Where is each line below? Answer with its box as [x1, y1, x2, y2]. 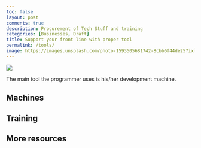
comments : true [6, 20, 44, 26]
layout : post [6, 14, 39, 20]
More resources [6, 133, 67, 144]
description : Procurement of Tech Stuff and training [6, 25, 144, 32]
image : [6, 48, 23, 54]
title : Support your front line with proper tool [6, 37, 133, 43]
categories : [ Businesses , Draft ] [6, 31, 90, 37]
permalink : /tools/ [6, 43, 55, 49]
